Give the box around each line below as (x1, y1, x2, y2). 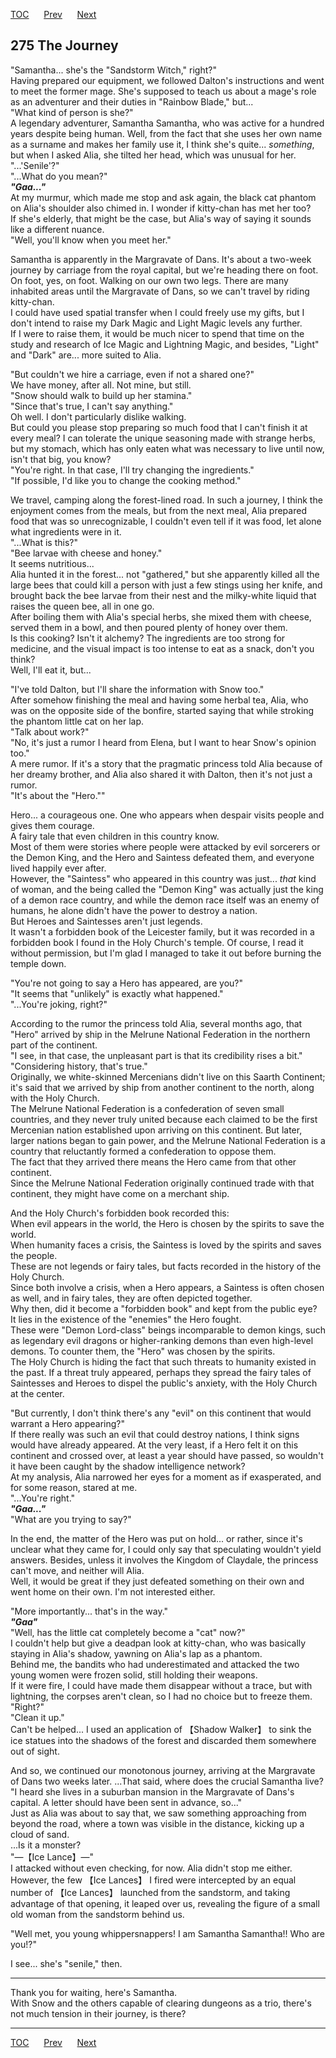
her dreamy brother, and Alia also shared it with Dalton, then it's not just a (10, 768, 313, 780)
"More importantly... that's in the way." (10, 1605, 169, 1617)
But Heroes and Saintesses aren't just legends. (10, 915, 203, 927)
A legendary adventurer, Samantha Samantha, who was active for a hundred (10, 117, 325, 129)
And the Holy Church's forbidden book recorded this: (10, 1207, 230, 1219)
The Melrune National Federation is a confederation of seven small (10, 1102, 285, 1114)
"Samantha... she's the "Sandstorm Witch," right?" (10, 64, 217, 76)
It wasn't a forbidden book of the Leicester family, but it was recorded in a (10, 925, 315, 938)
